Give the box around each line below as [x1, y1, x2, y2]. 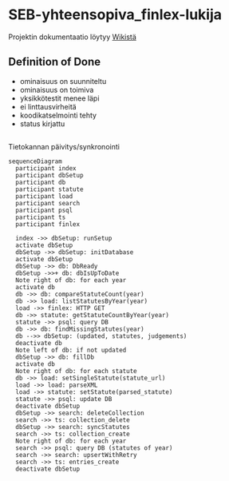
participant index [15, 165, 77, 173]
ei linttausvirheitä [19, 101, 77, 111]
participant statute [15, 185, 84, 193]
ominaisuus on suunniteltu [19, 76, 107, 85]
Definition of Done [8, 55, 101, 69]
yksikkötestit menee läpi [19, 93, 100, 103]
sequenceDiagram [8, 157, 62, 165]
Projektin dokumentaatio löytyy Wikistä [8, 32, 137, 42]
